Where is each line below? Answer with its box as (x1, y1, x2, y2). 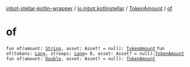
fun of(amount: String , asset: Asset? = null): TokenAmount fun (6, 45, 165, 51)
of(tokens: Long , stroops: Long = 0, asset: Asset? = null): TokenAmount (6, 51, 184, 57)
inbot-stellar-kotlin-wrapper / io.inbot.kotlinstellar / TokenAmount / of (6, 5, 172, 12)
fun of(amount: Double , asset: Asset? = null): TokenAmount (6, 55, 156, 62)
